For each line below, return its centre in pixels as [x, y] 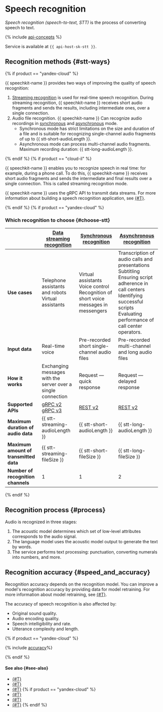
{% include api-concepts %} [33, 37]
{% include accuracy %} [29, 647]
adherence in [133, 284]
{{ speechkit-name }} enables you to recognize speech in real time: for [76, 168]
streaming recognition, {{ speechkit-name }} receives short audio [77, 103]
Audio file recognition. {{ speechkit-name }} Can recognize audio [77, 118]
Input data [20, 349]
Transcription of [136, 253]
